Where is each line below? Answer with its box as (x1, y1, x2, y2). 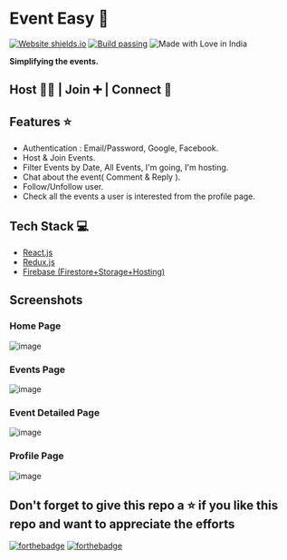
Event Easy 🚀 (9, 8, 110, 29)
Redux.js (22, 256, 56, 267)
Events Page (9, 363, 66, 376)
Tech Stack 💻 (9, 218, 90, 234)
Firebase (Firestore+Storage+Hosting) (22, 266, 166, 277)
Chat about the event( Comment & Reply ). (22, 172, 181, 182)
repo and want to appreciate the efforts (9, 516, 235, 532)
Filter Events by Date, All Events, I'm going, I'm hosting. (22, 162, 229, 173)
